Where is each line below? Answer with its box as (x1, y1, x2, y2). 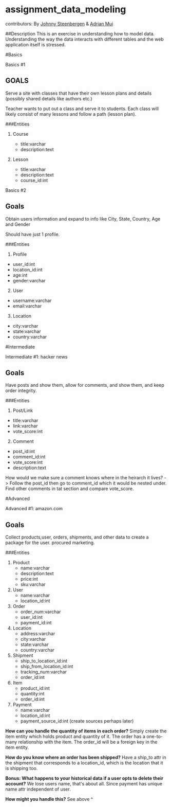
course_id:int (20, 177, 48, 183)
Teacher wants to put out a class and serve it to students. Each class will (5, 105, 159, 112)
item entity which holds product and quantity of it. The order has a (5, 733, 145, 740)
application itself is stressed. (5, 41, 66, 47)
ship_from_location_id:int (20, 663, 73, 670)
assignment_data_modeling (5, 4, 126, 15)
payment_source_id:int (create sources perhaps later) (20, 718, 134, 724)
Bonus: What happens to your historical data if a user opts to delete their (5, 775, 163, 781)
